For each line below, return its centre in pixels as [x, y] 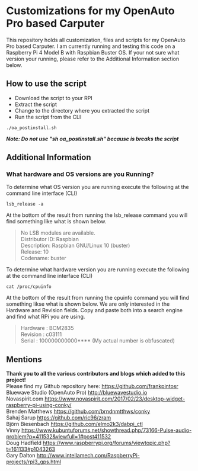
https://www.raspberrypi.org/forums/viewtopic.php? [106, 443]
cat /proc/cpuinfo [29, 287]
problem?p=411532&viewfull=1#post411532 [59, 437]
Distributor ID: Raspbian [49, 239]
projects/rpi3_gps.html [34, 462]
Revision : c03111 [41, 334]
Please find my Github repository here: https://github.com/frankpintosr [92, 386]
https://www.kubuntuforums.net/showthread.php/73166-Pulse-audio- [107, 430]
